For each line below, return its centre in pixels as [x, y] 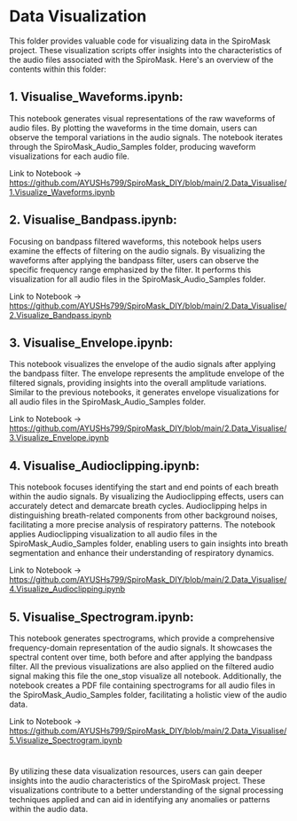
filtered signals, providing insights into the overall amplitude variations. [138, 383]
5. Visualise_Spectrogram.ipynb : [102, 617]
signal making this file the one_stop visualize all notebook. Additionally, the [145, 676]
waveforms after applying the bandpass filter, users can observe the [134, 260]
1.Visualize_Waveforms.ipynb [62, 192]
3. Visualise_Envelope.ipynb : [91, 343]
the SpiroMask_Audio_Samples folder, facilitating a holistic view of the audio [148, 695]
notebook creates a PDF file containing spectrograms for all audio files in [142, 685]
